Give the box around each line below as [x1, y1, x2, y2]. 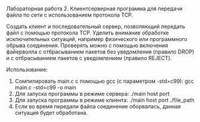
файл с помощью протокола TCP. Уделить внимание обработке [6, 29, 169, 36]
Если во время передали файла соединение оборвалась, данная [14, 103, 181, 110]
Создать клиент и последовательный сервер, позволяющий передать [6, 23, 186, 30]
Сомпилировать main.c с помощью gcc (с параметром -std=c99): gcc [14, 77, 194, 85]
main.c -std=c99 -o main [14, 84, 76, 91]
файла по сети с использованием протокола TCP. [6, 11, 133, 18]
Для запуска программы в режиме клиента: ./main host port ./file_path [14, 96, 195, 104]
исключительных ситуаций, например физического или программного [6, 36, 187, 42]
